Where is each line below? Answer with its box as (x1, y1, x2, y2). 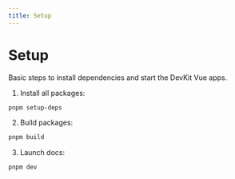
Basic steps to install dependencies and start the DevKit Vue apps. (8, 73, 228, 82)
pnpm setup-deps (8, 103, 62, 112)
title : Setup (8, 11, 52, 20)
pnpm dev (8, 163, 38, 172)
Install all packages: (19, 88, 86, 97)
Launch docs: (19, 148, 66, 157)
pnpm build (8, 133, 45, 141)
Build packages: (19, 117, 74, 128)
